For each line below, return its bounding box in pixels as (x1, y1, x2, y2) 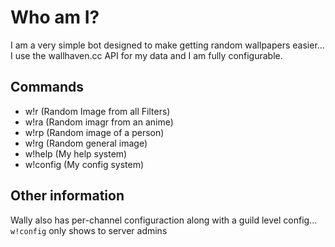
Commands (10, 79, 85, 96)
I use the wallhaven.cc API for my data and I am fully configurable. (10, 49, 283, 61)
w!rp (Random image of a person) (24, 126, 165, 138)
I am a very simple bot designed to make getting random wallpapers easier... (10, 39, 325, 51)
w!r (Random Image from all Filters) (24, 105, 171, 117)
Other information (10, 187, 125, 205)
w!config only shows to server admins (10, 224, 168, 236)
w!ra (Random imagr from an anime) (24, 116, 174, 128)
